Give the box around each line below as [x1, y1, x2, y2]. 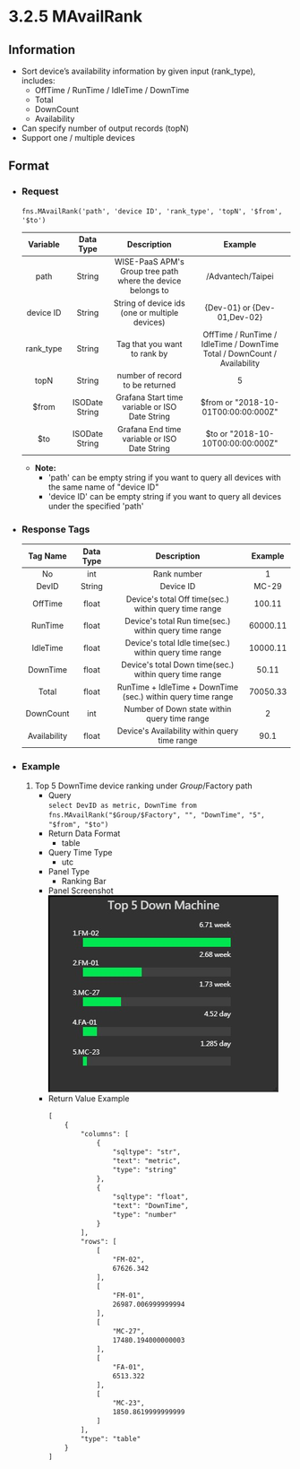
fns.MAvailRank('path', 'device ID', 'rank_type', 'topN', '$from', [21, 206, 283, 216]
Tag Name [28, 551, 68, 561]
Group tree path [119, 266, 179, 277]
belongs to [129, 285, 169, 296]
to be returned [123, 379, 176, 391]
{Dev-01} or [204, 302, 252, 313]
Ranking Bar [61, 876, 107, 887]
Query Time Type [47, 847, 113, 858]
